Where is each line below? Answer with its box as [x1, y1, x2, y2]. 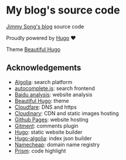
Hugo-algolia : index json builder [14, 135, 92, 142]
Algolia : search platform [14, 78, 73, 85]
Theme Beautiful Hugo [6, 45, 60, 53]
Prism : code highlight [14, 147, 66, 154]
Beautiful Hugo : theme [14, 97, 69, 104]
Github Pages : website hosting [14, 116, 89, 123]
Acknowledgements [6, 63, 81, 73]
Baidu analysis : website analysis [14, 91, 93, 98]
